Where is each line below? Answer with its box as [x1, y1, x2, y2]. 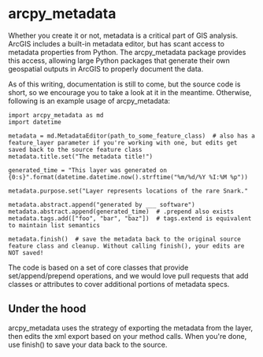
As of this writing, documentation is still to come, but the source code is [8, 79, 241, 89]
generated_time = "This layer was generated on [8, 166, 168, 174]
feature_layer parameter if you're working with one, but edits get [8, 138, 238, 146]
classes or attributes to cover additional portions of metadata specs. [8, 279, 230, 289]
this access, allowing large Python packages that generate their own [8, 56, 230, 65]
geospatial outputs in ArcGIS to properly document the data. [8, 64, 204, 73]
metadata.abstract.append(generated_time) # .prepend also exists [8, 208, 235, 215]
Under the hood [8, 302, 87, 315]
